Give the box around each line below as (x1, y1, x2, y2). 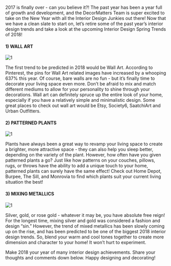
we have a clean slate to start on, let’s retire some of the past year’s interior (5, 20, 163, 27)
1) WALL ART (5, 43, 33, 49)
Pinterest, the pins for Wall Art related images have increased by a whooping (5, 70, 166, 76)
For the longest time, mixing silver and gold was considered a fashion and (5, 217, 161, 224)
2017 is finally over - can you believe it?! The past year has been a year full (5, 5, 162, 10)
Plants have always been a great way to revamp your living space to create (5, 141, 163, 147)
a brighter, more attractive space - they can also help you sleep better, (5, 146, 154, 152)
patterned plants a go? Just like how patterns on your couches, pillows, (5, 157, 156, 163)
